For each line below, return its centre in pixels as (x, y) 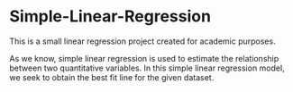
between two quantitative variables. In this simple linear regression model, (147, 68)
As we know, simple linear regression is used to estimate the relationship (144, 58)
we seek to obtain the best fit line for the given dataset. (112, 77)
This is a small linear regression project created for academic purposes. (143, 41)
